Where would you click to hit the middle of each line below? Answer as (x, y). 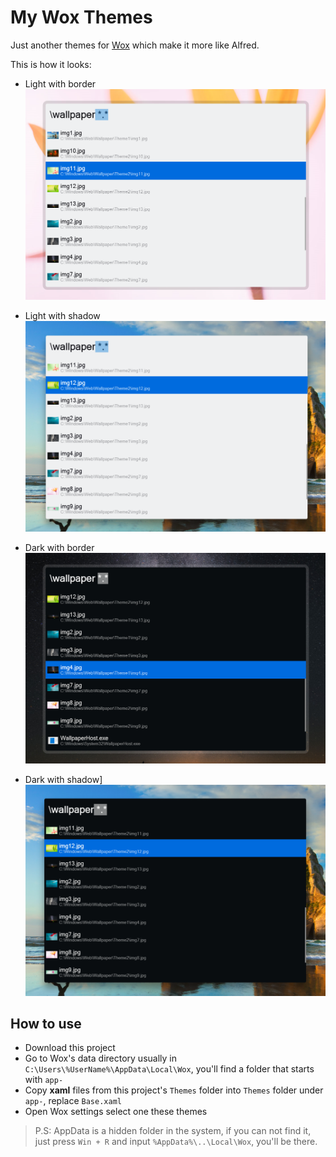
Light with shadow (62, 316)
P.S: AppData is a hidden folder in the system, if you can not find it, (173, 1131)
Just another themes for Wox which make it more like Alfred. (135, 45)
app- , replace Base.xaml (73, 1101)
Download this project (70, 1048)
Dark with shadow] (63, 780)
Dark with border (59, 548)
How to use (46, 1024)
